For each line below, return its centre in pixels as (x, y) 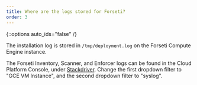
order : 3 (17, 17)
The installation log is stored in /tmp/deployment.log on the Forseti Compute (98, 45)
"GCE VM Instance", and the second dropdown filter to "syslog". (84, 76)
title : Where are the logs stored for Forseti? (66, 12)
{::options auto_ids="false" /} (41, 34)
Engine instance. (27, 51)
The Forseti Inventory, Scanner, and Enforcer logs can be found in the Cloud (99, 63)
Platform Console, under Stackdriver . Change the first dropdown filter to (94, 69)
